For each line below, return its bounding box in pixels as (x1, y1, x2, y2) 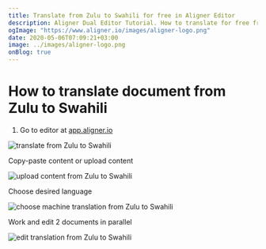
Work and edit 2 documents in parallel (8, 217, 132, 226)
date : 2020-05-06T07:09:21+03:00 (8, 33, 119, 42)
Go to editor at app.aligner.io (19, 125, 113, 134)
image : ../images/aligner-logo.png (8, 41, 126, 49)
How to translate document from (8, 82, 226, 100)
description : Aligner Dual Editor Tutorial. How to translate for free (8, 19, 249, 27)
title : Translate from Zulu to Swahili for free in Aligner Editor (8, 11, 236, 20)
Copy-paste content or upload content (8, 156, 134, 165)
